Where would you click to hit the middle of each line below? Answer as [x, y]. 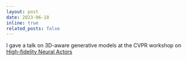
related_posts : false [33, 28]
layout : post [22, 12]
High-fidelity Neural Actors [39, 52]
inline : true [22, 23]
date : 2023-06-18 [28, 17]
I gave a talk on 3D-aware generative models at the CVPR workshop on [94, 45]
